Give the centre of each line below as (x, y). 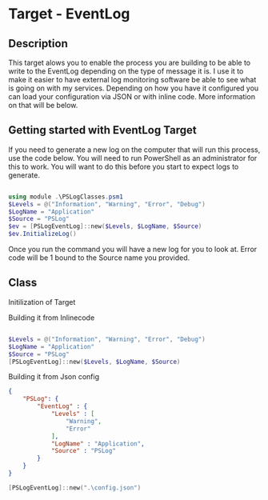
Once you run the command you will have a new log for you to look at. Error (133, 250)
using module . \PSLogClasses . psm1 (66, 197)
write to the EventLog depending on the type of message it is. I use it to (126, 71)
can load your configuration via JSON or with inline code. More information (132, 96)
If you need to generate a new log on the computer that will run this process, (134, 150)
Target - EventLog (69, 14)
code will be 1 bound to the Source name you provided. (99, 258)
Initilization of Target (42, 302)
